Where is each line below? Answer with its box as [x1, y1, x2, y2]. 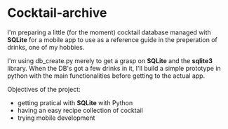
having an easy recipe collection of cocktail [17, 106, 144, 114]
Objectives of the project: [7, 85, 81, 93]
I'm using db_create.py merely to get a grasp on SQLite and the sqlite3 [7, 56, 213, 64]
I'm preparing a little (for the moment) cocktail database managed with [7, 28, 212, 36]
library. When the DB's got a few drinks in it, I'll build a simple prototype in [7, 64, 221, 72]
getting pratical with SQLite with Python [17, 98, 133, 107]
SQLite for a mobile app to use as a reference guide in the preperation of [7, 35, 217, 43]
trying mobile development [17, 114, 95, 122]
